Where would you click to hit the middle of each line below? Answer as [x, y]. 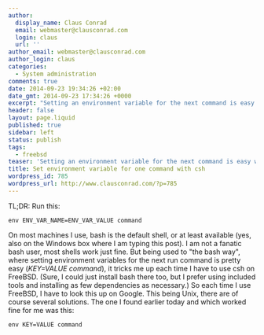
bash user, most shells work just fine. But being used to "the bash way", [125, 252]
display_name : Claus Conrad [61, 23]
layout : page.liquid [42, 118]
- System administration [56, 74]
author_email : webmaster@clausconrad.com [77, 52]
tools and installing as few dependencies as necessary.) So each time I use [130, 285]
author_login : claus [42, 60]
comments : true [33, 81]
